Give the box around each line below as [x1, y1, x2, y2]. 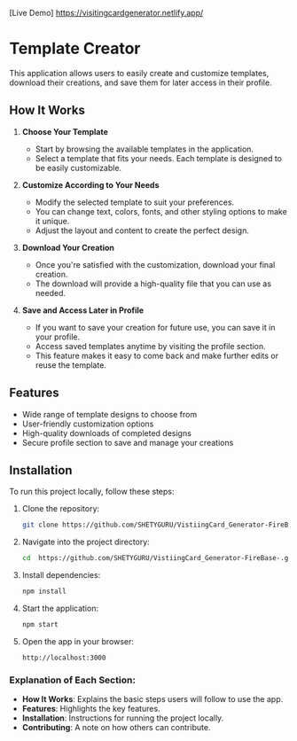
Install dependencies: [21, 570, 101, 581]
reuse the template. [35, 359, 106, 370]
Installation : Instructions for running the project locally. [21, 713, 224, 723]
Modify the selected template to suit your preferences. [35, 197, 235, 207]
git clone [21, 520, 59, 530]
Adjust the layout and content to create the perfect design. [35, 225, 250, 236]
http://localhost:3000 [21, 653, 106, 662]
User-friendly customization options [21, 418, 154, 429]
